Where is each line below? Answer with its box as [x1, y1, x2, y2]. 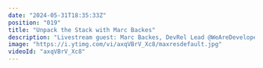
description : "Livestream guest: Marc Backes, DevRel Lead [8, 33, 205, 41]
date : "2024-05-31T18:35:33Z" [8, 11, 107, 20]
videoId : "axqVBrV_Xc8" [8, 48, 86, 55]
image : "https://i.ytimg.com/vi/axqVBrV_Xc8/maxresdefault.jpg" [8, 41, 222, 48]
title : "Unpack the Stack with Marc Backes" [8, 26, 156, 34]
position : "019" [8, 19, 61, 27]
